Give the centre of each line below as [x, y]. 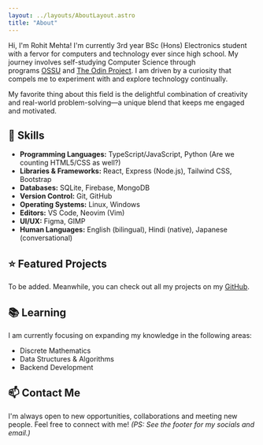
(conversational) [46, 238]
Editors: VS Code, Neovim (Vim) [72, 213]
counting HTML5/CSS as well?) [70, 163]
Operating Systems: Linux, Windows [80, 205]
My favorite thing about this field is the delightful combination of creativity [128, 94]
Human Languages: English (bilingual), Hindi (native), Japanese [124, 230]
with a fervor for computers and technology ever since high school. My [123, 54]
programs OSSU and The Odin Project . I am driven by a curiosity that [120, 70]
